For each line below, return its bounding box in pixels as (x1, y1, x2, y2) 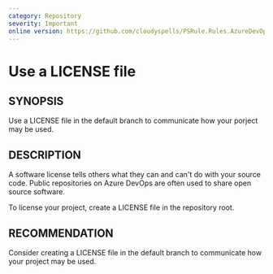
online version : (8, 27, 63, 35)
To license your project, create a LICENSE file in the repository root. (8, 202, 235, 212)
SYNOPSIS (8, 94, 64, 108)
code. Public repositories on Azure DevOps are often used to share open (8, 178, 252, 188)
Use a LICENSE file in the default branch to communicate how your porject (8, 115, 258, 126)
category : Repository (8, 11, 82, 20)
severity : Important (8, 20, 79, 28)
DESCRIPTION (8, 148, 81, 162)
